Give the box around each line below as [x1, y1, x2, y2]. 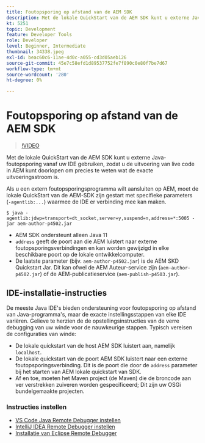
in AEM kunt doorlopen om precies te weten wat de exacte [6, 167, 154, 174]
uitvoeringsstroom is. [6, 174, 60, 181]
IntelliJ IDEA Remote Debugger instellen [15, 423, 116, 431]
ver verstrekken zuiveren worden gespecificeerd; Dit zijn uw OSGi [15, 381, 181, 388]
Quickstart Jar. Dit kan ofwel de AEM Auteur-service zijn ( [15, 264, 160, 271]
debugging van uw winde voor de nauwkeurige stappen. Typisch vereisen [6, 323, 192, 331]
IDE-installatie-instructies [6, 288, 107, 298]
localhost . [15, 348, 42, 356]
